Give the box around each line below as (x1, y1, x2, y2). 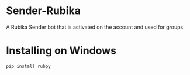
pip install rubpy (6, 63, 51, 69)
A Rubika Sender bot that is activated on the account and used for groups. (6, 23, 185, 30)
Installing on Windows (6, 44, 117, 57)
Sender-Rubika (6, 4, 81, 18)
